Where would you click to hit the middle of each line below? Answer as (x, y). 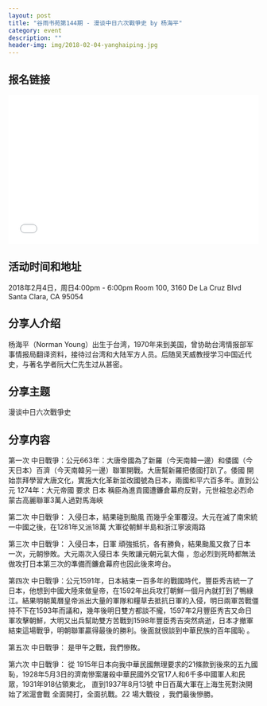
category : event (35, 30)
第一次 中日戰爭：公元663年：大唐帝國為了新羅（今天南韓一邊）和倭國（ (127, 460)
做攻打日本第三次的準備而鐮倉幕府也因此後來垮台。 (92, 564)
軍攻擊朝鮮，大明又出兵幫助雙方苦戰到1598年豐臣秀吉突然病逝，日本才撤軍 (131, 621)
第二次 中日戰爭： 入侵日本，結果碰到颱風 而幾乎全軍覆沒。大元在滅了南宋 (130, 517)
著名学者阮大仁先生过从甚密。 (78, 364)
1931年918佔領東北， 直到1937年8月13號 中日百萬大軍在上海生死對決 (134, 685)
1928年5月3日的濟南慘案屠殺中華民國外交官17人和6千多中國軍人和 (130, 674)
